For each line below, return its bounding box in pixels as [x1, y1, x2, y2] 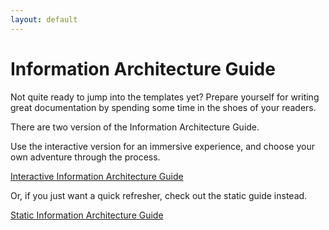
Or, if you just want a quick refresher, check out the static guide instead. [10, 189, 308, 201]
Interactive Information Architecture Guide [10, 170, 184, 182]
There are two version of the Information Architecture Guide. [10, 121, 260, 133]
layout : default [10, 14, 78, 25]
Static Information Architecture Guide [10, 209, 164, 221]
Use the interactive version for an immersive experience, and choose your [10, 140, 315, 152]
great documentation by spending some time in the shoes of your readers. [10, 101, 317, 113]
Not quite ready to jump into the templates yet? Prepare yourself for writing [10, 91, 320, 103]
